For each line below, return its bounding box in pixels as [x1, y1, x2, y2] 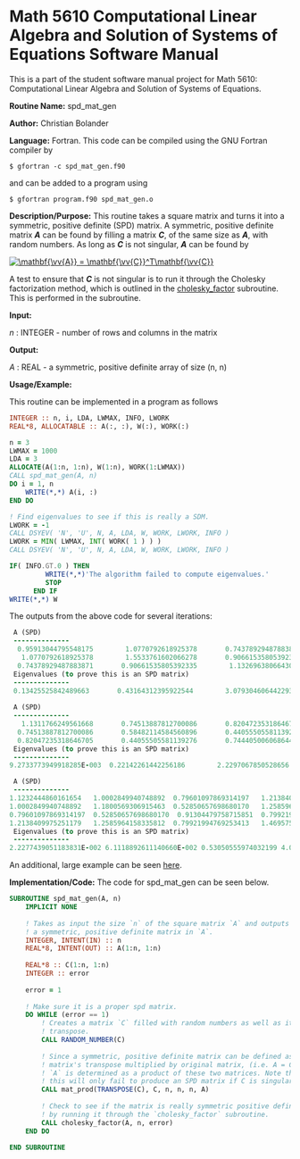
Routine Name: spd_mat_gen [9, 100, 117, 111]
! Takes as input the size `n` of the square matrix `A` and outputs [25, 919, 290, 928]
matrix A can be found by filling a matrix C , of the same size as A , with [9, 229, 269, 240]
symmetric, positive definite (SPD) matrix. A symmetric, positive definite [9, 220, 274, 230]
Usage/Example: [9, 379, 72, 389]
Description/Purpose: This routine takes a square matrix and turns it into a [9, 210, 285, 221]
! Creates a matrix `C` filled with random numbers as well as [41, 1019, 281, 1028]
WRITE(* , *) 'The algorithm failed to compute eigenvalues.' [45, 570, 270, 579]
